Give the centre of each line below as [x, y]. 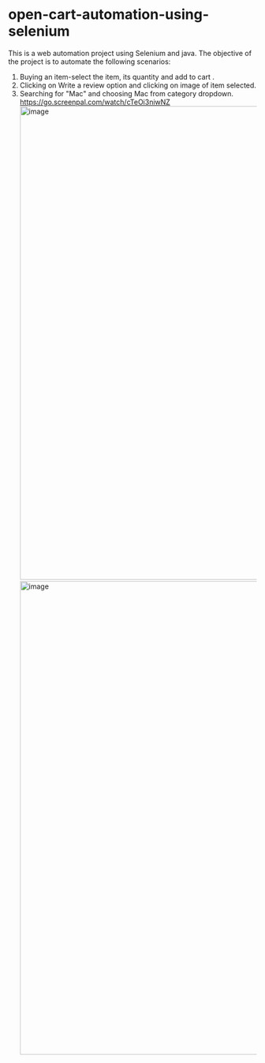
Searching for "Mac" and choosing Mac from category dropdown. [127, 93]
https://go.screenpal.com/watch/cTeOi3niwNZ [95, 102]
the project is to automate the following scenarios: [90, 62]
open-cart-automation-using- [108, 15]
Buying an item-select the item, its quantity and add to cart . [117, 77]
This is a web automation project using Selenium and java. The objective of [130, 53]
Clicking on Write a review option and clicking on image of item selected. [138, 85]
